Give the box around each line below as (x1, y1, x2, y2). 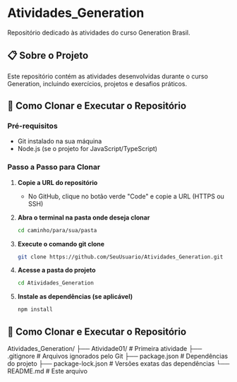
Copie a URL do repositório (17, 178, 98, 186)
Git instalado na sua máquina (17, 137, 102, 145)
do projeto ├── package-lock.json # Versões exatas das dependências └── (7, 359, 230, 368)
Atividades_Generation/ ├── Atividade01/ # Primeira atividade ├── (7, 345, 202, 353)
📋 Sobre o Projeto (7, 49, 89, 61)
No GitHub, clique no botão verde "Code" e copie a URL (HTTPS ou (28, 192, 224, 201)
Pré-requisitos (7, 121, 58, 131)
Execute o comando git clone (17, 239, 104, 248)
